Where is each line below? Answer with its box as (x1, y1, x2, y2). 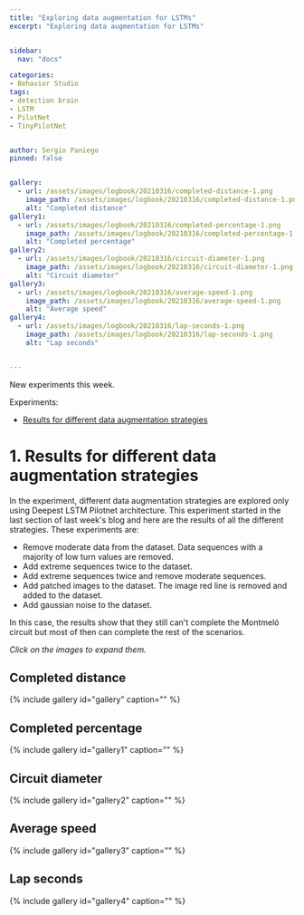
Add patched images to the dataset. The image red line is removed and (22, 580, 288, 591)
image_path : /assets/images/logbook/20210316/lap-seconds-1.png (25, 330, 273, 339)
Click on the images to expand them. (9, 644, 147, 655)
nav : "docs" (17, 54, 63, 63)
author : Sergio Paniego (9, 146, 100, 155)
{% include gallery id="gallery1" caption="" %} (9, 745, 184, 756)
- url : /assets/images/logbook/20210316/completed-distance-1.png (17, 187, 273, 196)
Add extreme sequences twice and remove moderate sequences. (22, 570, 267, 581)
